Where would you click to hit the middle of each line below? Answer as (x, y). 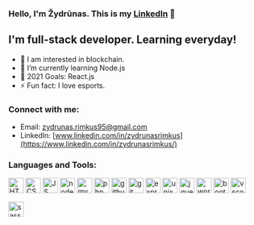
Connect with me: (44, 109)
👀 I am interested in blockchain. (72, 59)
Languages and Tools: (52, 165)
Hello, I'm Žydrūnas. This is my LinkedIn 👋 (92, 14)
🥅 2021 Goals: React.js (57, 76)
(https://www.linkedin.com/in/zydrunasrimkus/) (98, 144)
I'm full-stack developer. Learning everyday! (123, 40)
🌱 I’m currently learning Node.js (73, 68)
